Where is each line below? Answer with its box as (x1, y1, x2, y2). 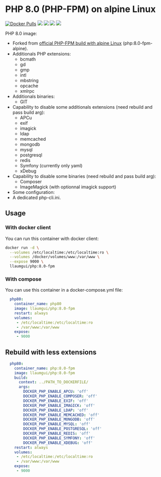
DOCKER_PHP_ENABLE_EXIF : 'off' (23, 398, 89, 403)
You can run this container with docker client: (5, 235, 99, 242)
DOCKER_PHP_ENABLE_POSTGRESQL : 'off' (23, 426, 102, 431)
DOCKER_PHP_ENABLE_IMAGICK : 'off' (23, 403, 95, 408)
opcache (20, 83, 39, 89)
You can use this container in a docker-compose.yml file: (5, 287, 123, 293)
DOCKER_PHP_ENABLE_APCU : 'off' (23, 389, 89, 394)
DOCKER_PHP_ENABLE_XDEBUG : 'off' (23, 440, 93, 445)
